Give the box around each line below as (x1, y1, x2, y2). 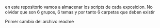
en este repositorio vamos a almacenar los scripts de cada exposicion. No (5, 4, 153, 10)
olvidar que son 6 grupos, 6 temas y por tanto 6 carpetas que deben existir (5, 9, 155, 15)
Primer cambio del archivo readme (5, 19, 74, 24)
